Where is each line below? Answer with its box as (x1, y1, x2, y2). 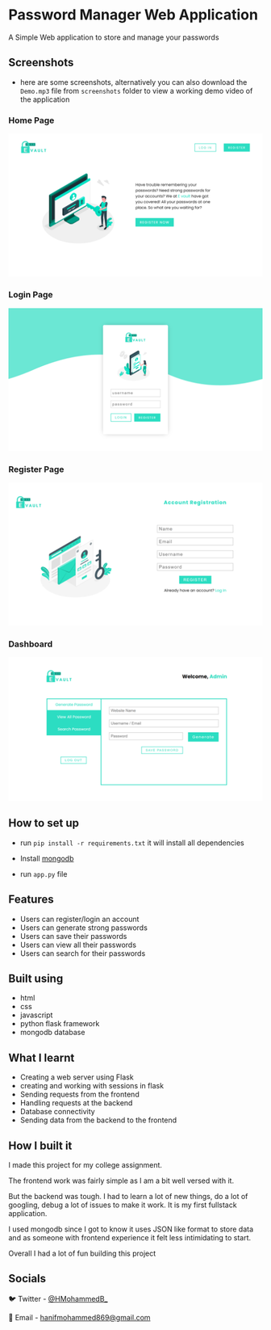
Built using (8, 971, 64, 985)
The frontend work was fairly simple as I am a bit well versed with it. (8, 1176, 235, 1185)
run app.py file (19, 869, 68, 878)
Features (8, 893, 54, 907)
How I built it (8, 1138, 73, 1152)
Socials (8, 1272, 47, 1286)
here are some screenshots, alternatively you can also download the (19, 77, 248, 86)
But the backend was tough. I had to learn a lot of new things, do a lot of (8, 1192, 248, 1201)
